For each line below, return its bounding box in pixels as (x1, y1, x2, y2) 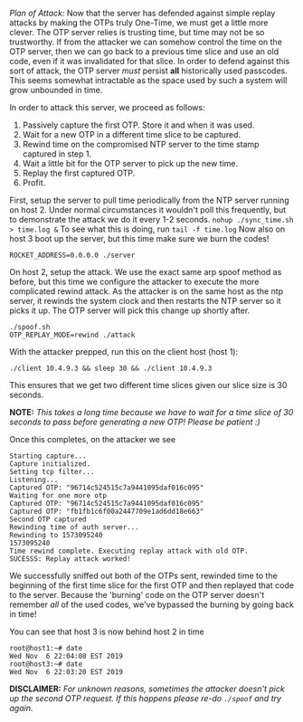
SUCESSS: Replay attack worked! (9, 555, 131, 564)
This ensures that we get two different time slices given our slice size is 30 (9, 380, 288, 390)
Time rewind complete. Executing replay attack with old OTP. (9, 546, 249, 556)
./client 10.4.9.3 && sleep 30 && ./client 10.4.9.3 (9, 364, 213, 373)
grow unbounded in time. (9, 85, 103, 95)
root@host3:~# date (9, 660, 83, 669)
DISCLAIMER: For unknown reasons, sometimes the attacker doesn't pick (9, 683, 285, 694)
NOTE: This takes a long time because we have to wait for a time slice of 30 (9, 407, 294, 417)
